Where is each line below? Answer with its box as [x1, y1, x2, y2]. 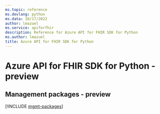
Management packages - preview [5, 90, 111, 99]
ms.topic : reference [5, 7, 48, 12]
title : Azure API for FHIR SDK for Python [5, 39, 94, 44]
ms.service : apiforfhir [5, 26, 54, 30]
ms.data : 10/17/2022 [5, 16, 48, 21]
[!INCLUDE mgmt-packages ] [5, 103, 63, 109]
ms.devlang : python [5, 12, 45, 17]
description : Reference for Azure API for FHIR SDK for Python [5, 30, 138, 35]
